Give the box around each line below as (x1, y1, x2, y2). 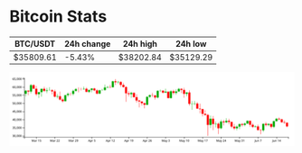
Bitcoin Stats (9, 6, 108, 27)
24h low (175, 39, 207, 49)
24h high (122, 39, 158, 49)
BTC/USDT (14, 39, 56, 49)
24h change (64, 39, 111, 49)
